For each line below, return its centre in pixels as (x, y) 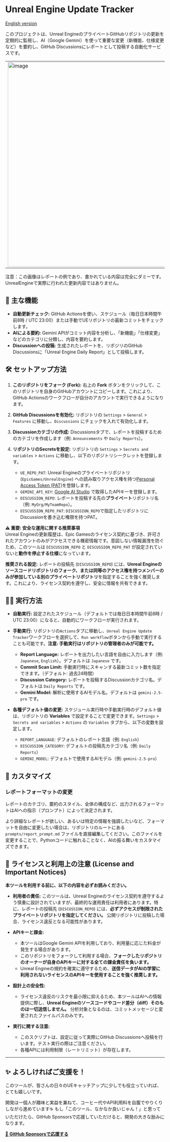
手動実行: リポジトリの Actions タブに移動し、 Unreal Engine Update (82, 631)
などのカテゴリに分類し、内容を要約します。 (59, 339)
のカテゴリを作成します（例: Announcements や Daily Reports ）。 (79, 438)
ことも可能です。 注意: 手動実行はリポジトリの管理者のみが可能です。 (84, 643)
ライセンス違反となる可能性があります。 (63, 921)
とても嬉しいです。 (25, 1092)
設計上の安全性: (29, 985)
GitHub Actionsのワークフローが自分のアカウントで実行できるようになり (88, 397)
